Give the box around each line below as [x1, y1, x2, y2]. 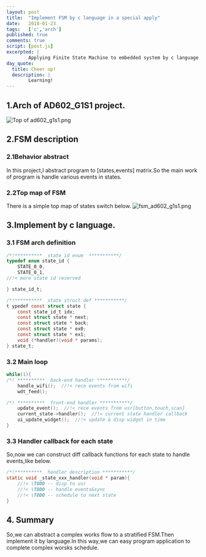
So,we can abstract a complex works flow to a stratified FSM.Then [6, 531, 175, 539]
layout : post [6, 9, 40, 15]
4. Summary [6, 515, 54, 525]
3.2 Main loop [6, 357, 48, 366]
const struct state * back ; [17, 320, 89, 326]
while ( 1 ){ [6, 372, 32, 378]
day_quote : [6, 60, 34, 66]
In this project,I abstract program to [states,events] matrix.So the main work [6, 166, 197, 174]
